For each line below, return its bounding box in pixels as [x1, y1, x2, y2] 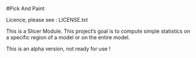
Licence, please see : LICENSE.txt [6, 16, 88, 23]
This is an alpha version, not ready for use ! [6, 45, 111, 52]
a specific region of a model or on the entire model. [6, 34, 130, 40]
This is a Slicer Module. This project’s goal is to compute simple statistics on [6, 28, 191, 35]
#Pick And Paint [6, 5, 45, 12]
